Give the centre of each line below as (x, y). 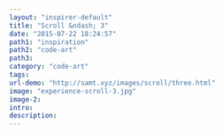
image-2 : (25, 99)
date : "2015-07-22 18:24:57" (63, 33)
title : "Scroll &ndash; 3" (59, 26)
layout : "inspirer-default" (61, 17)
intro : (21, 108)
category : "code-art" (49, 67)
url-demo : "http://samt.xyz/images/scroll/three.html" (112, 83)
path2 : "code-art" (43, 50)
